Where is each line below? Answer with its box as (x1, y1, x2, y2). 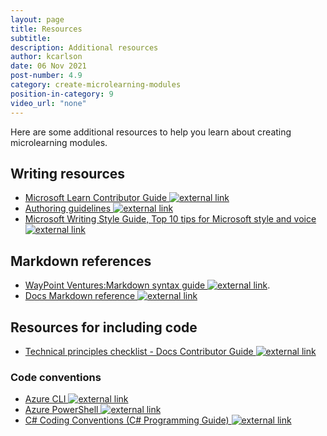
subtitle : (10, 33, 52, 43)
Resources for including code (10, 319, 198, 336)
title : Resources (10, 24, 83, 34)
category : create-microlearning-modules (10, 80, 182, 90)
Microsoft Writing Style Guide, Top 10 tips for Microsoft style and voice (24, 213, 317, 225)
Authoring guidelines (24, 202, 112, 215)
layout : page (10, 14, 65, 25)
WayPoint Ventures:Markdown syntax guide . (24, 279, 271, 291)
